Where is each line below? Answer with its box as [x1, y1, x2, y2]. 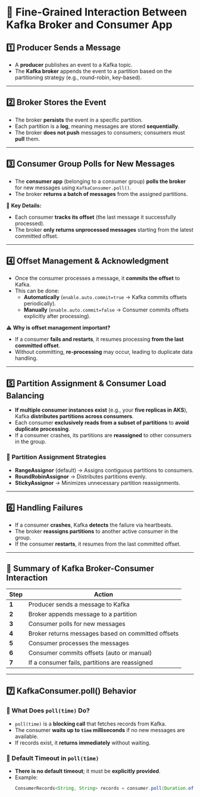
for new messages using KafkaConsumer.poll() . [14, 184, 132, 191]
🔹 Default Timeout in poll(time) [6, 754, 99, 762]
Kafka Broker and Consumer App [6, 18, 173, 32]
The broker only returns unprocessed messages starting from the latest [14, 226, 193, 233]
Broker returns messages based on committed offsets [28, 630, 179, 638]
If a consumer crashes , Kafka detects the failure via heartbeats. [14, 521, 173, 529]
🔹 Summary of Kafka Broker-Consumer [6, 563, 154, 574]
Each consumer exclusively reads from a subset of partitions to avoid [14, 419, 189, 426]
